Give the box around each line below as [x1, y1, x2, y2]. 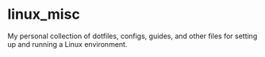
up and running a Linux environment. [7, 39, 128, 48]
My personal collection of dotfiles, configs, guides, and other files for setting [7, 31, 258, 41]
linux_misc [7, 5, 80, 23]
